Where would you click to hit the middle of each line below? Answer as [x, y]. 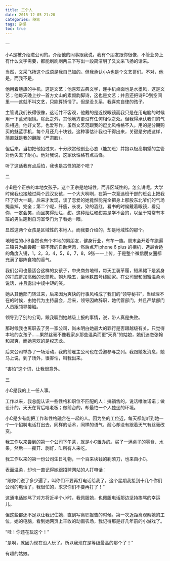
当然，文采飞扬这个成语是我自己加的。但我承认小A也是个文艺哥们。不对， [82, 72]
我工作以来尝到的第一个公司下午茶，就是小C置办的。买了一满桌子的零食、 [82, 442]
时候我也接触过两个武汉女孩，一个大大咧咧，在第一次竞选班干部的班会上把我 [85, 194]
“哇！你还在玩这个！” [27, 532]
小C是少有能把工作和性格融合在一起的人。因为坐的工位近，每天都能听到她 [82, 418]
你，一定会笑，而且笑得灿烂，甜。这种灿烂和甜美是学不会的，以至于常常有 [83, 213]
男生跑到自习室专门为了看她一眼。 [49, 219]
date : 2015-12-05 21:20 [30, 15]
